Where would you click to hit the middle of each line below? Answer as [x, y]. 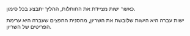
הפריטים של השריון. [29, 27]
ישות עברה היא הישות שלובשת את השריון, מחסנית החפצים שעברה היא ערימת [95, 20]
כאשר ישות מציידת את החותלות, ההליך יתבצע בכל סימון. [71, 9]
